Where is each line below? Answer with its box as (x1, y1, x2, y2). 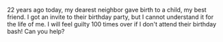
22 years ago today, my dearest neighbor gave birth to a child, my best (7, 6, 207, 14)
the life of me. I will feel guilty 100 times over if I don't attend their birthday (7, 20, 217, 28)
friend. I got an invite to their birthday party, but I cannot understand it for (7, 13, 214, 21)
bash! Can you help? (7, 27, 65, 35)
